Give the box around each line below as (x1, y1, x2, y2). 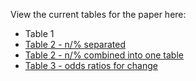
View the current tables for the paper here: (10, 9, 187, 20)
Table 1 (24, 28, 55, 39)
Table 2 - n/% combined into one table (24, 49, 184, 61)
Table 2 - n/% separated (24, 39, 127, 50)
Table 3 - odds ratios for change (24, 60, 158, 71)
